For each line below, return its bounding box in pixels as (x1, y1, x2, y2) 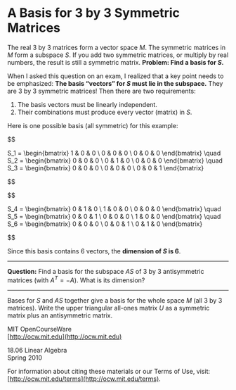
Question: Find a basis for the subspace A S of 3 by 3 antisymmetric (7, 267, 204, 275)
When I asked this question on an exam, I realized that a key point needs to (7, 72, 224, 80)
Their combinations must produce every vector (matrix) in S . (17, 108, 192, 116)
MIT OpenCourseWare (7, 325, 72, 333)
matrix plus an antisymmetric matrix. (7, 311, 113, 320)
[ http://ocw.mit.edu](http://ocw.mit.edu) (7, 332, 122, 341)
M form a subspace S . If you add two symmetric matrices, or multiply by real (7, 51, 229, 59)
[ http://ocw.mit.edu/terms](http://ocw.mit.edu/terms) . (7, 375, 162, 383)
